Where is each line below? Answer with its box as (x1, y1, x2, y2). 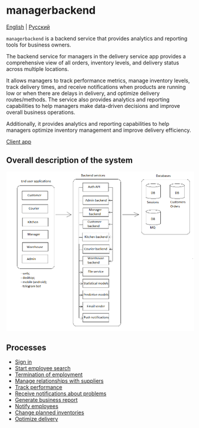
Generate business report (14, 396, 78, 404)
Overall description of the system (6, 156, 133, 166)
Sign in (14, 358, 32, 365)
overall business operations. (6, 108, 76, 116)
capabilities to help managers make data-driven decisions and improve (6, 102, 181, 109)
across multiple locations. (6, 65, 70, 72)
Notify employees (14, 403, 58, 410)
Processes (6, 342, 46, 352)
